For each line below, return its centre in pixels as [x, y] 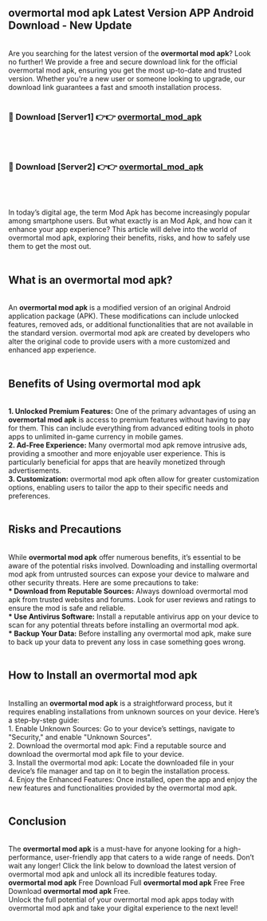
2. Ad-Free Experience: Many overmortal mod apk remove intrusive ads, [128, 445]
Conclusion [37, 822]
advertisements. [35, 470]
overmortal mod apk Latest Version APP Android [131, 13]
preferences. [29, 496]
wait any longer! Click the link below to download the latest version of [122, 866]
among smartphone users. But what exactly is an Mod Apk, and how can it [130, 221]
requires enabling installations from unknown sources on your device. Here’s [134, 711]
